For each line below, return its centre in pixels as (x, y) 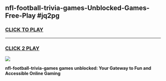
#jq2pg (48, 16)
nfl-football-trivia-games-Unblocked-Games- (77, 8)
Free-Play (21, 16)
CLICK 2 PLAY (22, 48)
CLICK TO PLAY (24, 30)
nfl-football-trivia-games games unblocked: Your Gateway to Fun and (78, 68)
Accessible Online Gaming (33, 73)
